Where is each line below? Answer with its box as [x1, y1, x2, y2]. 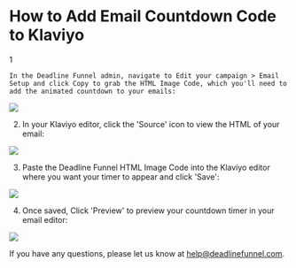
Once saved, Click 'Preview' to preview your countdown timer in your [21, 205, 275, 216]
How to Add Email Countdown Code [9, 6, 277, 27]
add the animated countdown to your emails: [9, 87, 176, 96]
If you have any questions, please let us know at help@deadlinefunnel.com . [9, 248, 285, 258]
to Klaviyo [9, 25, 85, 45]
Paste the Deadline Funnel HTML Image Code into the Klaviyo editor [21, 162, 270, 172]
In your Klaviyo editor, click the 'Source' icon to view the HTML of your [21, 119, 280, 129]
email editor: [21, 214, 68, 225]
